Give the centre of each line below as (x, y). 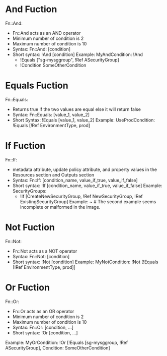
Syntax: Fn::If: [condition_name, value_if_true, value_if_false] (75, 180)
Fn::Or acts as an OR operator (43, 311)
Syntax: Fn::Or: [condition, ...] (43, 327)
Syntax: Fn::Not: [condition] (41, 256)
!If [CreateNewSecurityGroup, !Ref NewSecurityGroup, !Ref (81, 196)
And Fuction (31, 9)
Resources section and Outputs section (53, 174)
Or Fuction (28, 287)
